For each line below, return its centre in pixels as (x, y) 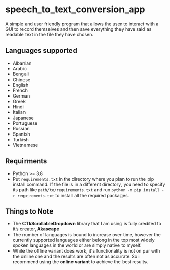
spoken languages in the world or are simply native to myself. (77, 245)
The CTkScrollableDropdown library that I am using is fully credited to (87, 224)
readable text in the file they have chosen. (49, 34)
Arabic (20, 68)
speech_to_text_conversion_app (75, 9)
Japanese (23, 118)
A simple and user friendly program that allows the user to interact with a (82, 24)
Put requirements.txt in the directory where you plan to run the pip (83, 179)
